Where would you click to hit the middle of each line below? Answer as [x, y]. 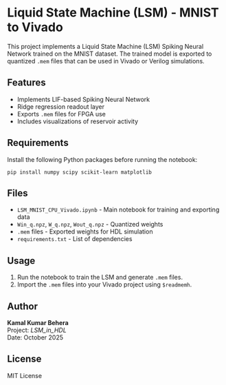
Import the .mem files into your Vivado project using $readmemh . [104, 284]
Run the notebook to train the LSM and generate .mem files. [100, 278]
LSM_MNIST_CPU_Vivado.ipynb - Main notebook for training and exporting [118, 210]
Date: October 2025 [35, 337]
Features [26, 83]
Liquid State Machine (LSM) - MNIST [113, 13]
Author [22, 306]
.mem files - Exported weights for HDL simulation [85, 231]
